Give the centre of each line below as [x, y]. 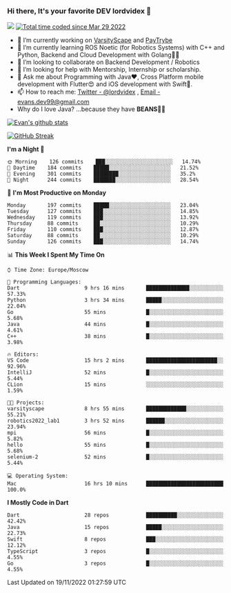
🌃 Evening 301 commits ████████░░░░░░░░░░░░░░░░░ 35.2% [101, 174]
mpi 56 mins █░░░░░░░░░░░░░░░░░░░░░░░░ [115, 433]
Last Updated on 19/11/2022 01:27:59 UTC [67, 583]
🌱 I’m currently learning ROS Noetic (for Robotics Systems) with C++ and [121, 48]
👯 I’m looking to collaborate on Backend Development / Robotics [108, 62]
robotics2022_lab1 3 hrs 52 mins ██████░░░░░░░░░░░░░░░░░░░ [115, 421]
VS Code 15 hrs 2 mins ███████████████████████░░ [115, 361]
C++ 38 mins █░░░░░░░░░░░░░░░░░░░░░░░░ [115, 336]
